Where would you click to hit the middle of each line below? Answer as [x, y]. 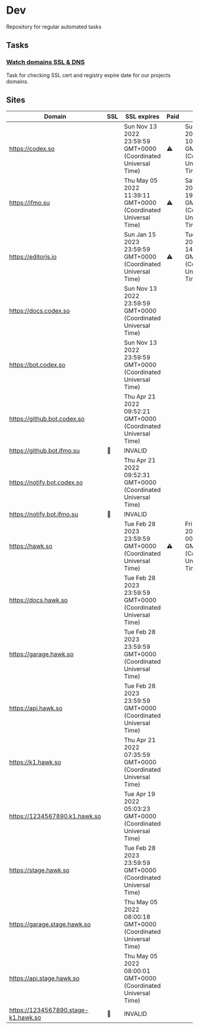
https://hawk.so [31, 546]
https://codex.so [32, 149]
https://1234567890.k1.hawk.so [55, 816]
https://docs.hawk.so [38, 600]
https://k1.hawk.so [35, 763]
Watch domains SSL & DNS [45, 62]
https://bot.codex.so [37, 365]
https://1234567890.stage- [49, 1010]
